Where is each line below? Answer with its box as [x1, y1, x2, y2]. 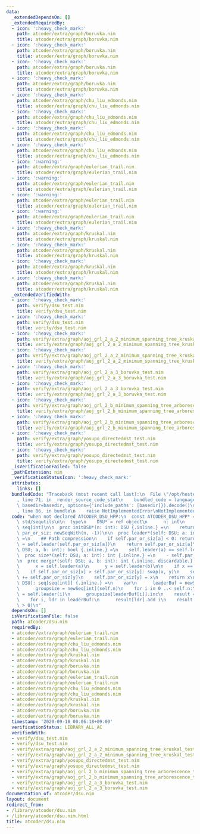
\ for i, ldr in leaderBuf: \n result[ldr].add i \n [17, 597, 167, 603]
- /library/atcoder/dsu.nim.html [6, 813, 89, 819]
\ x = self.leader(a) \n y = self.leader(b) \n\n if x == [17, 563, 193, 570]
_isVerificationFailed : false [11, 464, 86, 469]
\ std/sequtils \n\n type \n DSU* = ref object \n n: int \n [17, 519, 185, 525]
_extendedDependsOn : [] [11, 14, 70, 20]
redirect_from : [6, 802, 44, 808]
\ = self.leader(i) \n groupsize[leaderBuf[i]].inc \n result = [17, 591, 196, 597]
